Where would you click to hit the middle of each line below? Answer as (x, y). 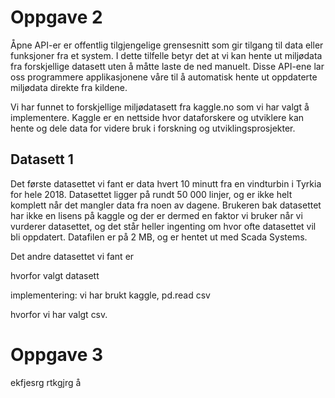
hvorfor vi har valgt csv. (59, 314)
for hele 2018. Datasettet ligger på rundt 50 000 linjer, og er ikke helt (151, 194)
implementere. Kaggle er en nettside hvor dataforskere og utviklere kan (157, 117)
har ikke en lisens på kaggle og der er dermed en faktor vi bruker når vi (156, 215)
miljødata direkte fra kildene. (69, 87)
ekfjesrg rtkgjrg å (46, 382)
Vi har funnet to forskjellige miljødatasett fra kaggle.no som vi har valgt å (160, 107)
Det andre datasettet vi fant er (72, 256)
